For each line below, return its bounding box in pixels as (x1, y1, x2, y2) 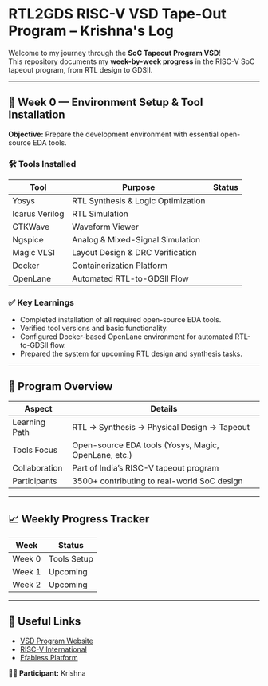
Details (150, 404, 178, 415)
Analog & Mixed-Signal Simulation (71, 235, 201, 246)
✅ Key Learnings (8, 297, 74, 308)
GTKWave (12, 221, 50, 232)
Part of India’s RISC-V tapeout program (71, 463, 219, 474)
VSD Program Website (19, 636, 93, 645)
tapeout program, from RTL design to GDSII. (8, 65, 153, 74)
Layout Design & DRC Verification (71, 247, 197, 258)
